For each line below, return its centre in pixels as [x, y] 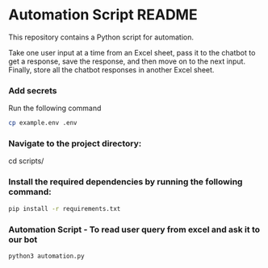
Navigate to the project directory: [75, 144]
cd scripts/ [26, 161]
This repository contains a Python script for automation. [101, 37]
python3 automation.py [46, 256]
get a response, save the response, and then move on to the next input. [127, 61]
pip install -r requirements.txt [65, 208]
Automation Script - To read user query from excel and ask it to [134, 229]
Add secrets [33, 90]
